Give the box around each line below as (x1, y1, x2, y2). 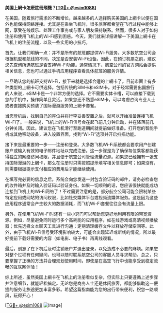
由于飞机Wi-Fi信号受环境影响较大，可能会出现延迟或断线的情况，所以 (13, 229, 152, 235)
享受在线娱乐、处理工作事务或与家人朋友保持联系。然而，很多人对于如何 (13, 27, 158, 33)
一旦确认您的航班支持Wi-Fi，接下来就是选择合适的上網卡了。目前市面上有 (5, 78, 152, 84)
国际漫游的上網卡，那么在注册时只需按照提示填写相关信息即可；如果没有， (9, 160, 158, 166)
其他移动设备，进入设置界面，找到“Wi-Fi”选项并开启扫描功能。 (13, 131, 139, 137)
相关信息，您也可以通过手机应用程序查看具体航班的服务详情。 (5, 68, 129, 74)
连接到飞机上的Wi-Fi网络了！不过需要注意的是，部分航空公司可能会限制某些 (5, 188, 156, 194)
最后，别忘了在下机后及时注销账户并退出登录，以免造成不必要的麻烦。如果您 (5, 246, 158, 251)
